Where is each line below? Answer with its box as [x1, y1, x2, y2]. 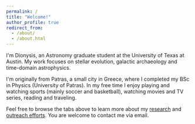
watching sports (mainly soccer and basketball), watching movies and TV [6, 88, 184, 95]
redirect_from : [6, 25, 43, 31]
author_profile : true [6, 19, 59, 25]
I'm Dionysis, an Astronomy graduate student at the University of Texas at [6, 52, 184, 58]
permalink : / [6, 8, 38, 15]
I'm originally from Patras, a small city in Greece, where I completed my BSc [6, 75, 190, 82]
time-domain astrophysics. [6, 64, 71, 71]
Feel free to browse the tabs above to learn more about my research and [6, 106, 181, 112]
